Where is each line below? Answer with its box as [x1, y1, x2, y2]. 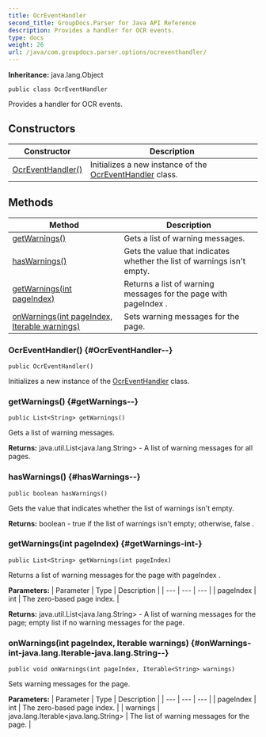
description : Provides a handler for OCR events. [8, 26, 176, 34]
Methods [8, 196, 54, 210]
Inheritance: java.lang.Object [8, 70, 104, 79]
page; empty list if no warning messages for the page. [8, 617, 185, 627]
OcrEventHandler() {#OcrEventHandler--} [8, 344, 173, 355]
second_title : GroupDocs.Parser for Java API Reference [8, 19, 196, 27]
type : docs [8, 33, 44, 42]
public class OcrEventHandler [8, 85, 108, 93]
